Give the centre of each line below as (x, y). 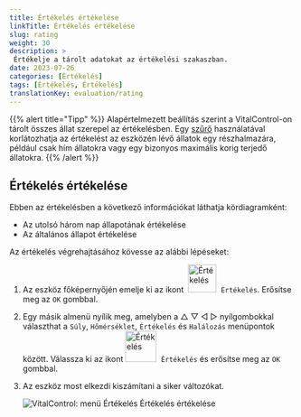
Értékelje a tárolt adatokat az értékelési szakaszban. (121, 60)
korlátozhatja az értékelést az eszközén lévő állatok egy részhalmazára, (143, 138)
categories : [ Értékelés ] (56, 77)
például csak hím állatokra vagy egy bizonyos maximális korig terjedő (138, 148)
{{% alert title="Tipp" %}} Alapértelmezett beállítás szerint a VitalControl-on (151, 119)
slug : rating (34, 34)
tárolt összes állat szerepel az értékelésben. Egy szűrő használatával (137, 128)
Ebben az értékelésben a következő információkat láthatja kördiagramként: (148, 208)
